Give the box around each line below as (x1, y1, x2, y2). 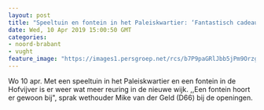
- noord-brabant (8, 41, 61, 48)
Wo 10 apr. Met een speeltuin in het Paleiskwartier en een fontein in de (8, 76, 236, 86)
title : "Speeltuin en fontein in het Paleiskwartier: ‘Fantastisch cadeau (8, 19, 258, 27)
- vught (8, 48, 34, 55)
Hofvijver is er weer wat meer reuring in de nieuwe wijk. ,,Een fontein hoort (8, 84, 251, 94)
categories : (8, 33, 47, 41)
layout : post (8, 11, 51, 20)
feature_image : (8, 55, 58, 63)
